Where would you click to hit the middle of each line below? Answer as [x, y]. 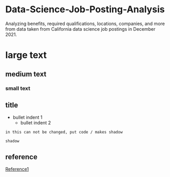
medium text [26, 74]
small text [18, 88]
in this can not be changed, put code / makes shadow [64, 132]
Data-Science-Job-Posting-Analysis [85, 9]
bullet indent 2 [36, 123]
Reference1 [17, 169]
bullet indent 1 [27, 117]
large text [26, 55]
